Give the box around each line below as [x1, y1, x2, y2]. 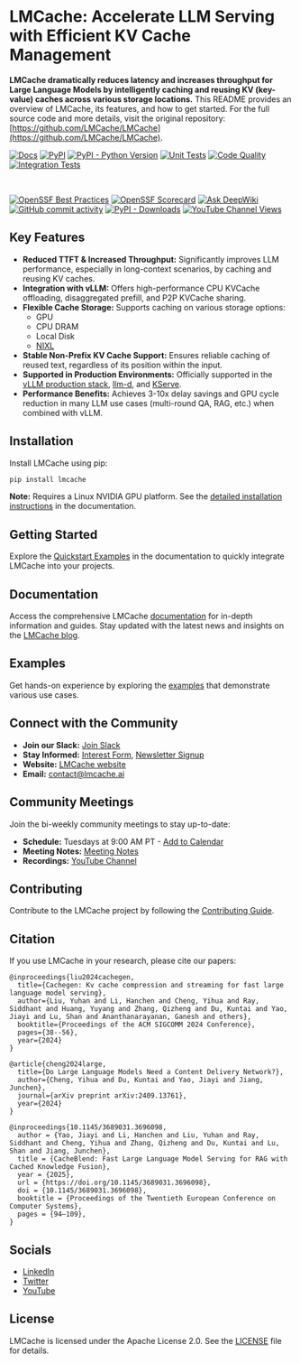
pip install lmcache [9, 475, 87, 484]
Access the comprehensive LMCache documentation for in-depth [9, 611, 253, 622]
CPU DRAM [35, 320, 79, 331]
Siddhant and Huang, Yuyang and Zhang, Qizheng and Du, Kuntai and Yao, [9, 1005, 288, 1014]
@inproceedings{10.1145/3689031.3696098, [9, 1123, 168, 1132]
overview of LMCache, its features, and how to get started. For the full [9, 103, 270, 114]
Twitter [22, 1275, 50, 1286]
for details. [9, 1345, 50, 1356]
